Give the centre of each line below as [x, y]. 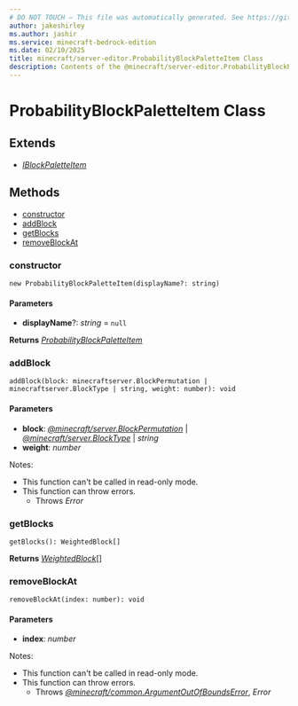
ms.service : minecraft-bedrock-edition [83, 42]
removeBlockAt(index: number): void [77, 600]
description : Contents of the [65, 67]
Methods [35, 193]
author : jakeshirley [47, 26]
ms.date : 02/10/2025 [47, 51]
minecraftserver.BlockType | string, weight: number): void [123, 389]
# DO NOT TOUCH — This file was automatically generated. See [126, 17]
